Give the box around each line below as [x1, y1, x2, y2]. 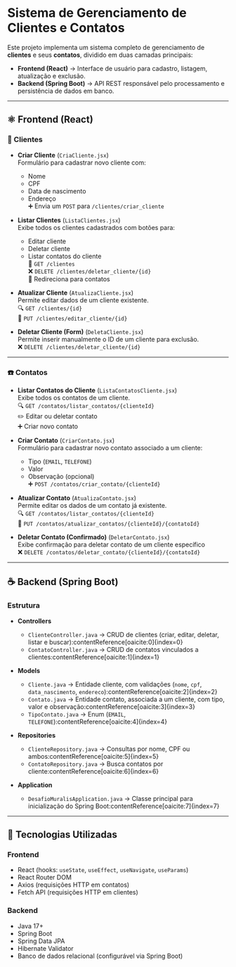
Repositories [17, 731, 56, 739]
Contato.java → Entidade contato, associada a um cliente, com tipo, [27, 695, 225, 703]
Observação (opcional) [27, 472, 95, 480]
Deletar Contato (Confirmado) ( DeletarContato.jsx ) [17, 532, 170, 541]
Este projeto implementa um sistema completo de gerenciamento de [7, 43, 205, 51]
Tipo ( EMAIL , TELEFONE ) [27, 457, 93, 466]
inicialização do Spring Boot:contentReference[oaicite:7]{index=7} [27, 802, 220, 810]
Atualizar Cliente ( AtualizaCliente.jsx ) [17, 288, 134, 297]
